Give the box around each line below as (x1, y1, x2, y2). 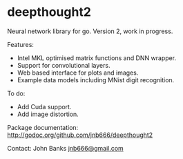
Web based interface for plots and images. (17, 68, 139, 77)
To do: (7, 89, 26, 97)
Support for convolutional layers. (17, 61, 110, 69)
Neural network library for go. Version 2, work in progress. (7, 27, 173, 35)
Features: (7, 40, 35, 48)
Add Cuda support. (17, 102, 72, 111)
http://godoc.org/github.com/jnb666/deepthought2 (7, 131, 153, 139)
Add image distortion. (17, 110, 79, 118)
